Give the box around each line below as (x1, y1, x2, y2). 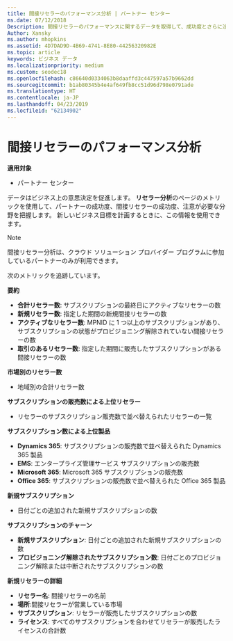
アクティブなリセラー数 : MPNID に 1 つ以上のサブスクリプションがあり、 (17, 318, 224, 326)
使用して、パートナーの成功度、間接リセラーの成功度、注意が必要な (25, 202, 220, 210)
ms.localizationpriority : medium (7, 62, 104, 69)
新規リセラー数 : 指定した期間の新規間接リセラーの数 (17, 309, 167, 317)
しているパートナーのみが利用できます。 (7, 256, 123, 264)
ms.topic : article (7, 49, 60, 56)
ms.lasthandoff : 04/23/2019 (7, 101, 89, 108)
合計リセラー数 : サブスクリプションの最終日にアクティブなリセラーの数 (17, 301, 221, 309)
